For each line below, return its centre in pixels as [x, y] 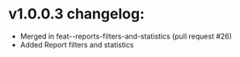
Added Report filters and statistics [77, 44]
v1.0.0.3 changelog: [77, 14]
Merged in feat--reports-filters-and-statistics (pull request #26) [126, 36]
